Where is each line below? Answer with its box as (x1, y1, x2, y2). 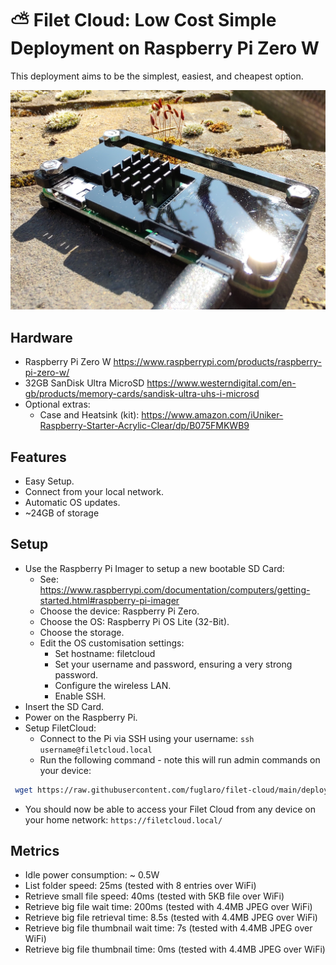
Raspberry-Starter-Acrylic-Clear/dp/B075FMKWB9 (39, 420, 250, 432)
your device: (39, 764, 92, 776)
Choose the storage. (39, 626, 125, 638)
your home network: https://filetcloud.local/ (24, 813, 223, 826)
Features (10, 448, 67, 466)
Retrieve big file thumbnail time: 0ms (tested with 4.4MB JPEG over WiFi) (24, 943, 326, 956)
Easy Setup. (24, 475, 75, 487)
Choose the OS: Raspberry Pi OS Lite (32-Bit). (39, 615, 230, 627)
